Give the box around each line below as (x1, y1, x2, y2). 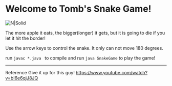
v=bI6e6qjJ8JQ (5, 75, 38, 81)
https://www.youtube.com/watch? (76, 69, 148, 75)
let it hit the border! (5, 35, 46, 41)
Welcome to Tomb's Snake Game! (5, 3, 152, 15)
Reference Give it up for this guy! (5, 69, 75, 75)
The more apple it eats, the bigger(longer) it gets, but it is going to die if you (5, 30, 165, 36)
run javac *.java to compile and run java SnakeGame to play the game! (5, 54, 156, 61)
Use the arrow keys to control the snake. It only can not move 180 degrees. (5, 45, 164, 51)
